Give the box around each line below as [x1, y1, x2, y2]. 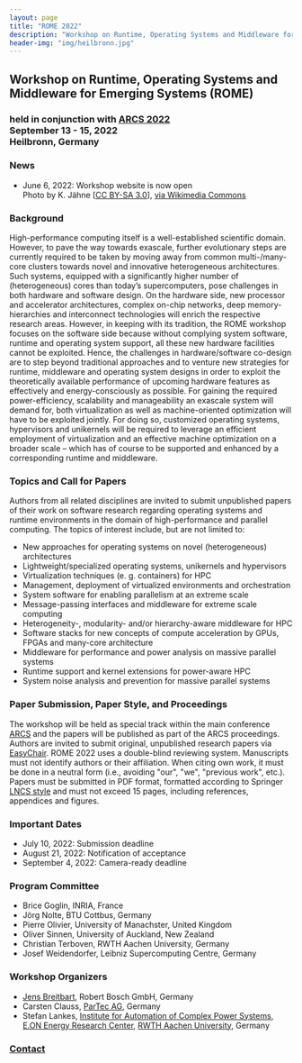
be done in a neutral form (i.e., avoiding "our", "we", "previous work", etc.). [9, 767, 286, 777]
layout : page [9, 13, 58, 23]
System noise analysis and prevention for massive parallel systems [22, 676, 271, 686]
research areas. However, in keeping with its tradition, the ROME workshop [9, 319, 287, 330]
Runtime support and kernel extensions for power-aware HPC [22, 666, 252, 677]
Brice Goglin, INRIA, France [22, 900, 124, 911]
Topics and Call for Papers [9, 475, 127, 487]
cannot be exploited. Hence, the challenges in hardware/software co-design [9, 348, 292, 359]
